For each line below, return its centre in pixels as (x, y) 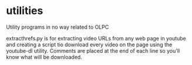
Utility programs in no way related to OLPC (58, 27)
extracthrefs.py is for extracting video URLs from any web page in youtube (96, 38)
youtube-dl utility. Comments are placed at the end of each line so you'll (93, 50)
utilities (25, 11)
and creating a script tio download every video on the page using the (89, 45)
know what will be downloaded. (44, 57)
